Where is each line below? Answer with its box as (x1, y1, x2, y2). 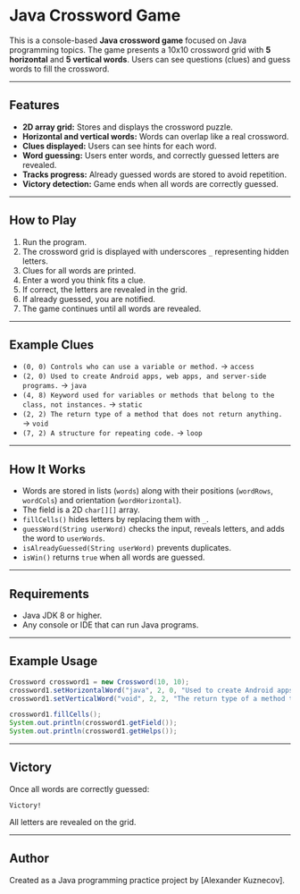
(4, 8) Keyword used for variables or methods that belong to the (21, 391, 275, 401)
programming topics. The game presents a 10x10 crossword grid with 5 (9, 44, 271, 55)
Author (9, 851, 49, 866)
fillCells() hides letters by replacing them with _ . (21, 514, 209, 525)
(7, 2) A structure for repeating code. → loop (21, 427, 203, 438)
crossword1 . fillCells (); (9, 710, 102, 720)
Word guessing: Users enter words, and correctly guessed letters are (21, 149, 279, 161)
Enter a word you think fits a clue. (21, 274, 146, 285)
